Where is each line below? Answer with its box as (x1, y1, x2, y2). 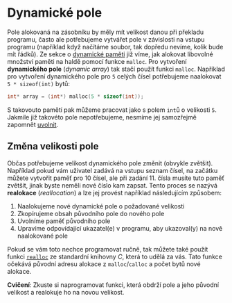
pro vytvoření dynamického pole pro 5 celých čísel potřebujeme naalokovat (7, 72, 222, 81)
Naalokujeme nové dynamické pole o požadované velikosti (17, 202, 185, 210)
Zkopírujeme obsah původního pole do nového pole (17, 209, 165, 218)
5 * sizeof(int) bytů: (7, 79, 71, 88)
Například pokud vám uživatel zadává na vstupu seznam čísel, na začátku (7, 166, 218, 174)
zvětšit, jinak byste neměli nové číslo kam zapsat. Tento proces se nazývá (7, 181, 218, 189)
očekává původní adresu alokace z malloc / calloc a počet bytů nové (7, 259, 201, 268)
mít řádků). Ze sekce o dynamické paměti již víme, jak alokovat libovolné (7, 50, 213, 58)
